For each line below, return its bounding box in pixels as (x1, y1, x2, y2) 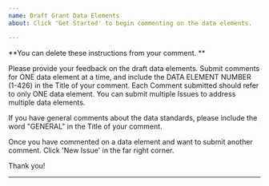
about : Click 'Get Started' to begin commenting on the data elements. (8, 19, 252, 27)
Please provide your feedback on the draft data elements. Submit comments (8, 63, 260, 73)
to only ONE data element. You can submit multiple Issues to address (8, 89, 236, 98)
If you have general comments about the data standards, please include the (8, 113, 258, 122)
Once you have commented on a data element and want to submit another (8, 137, 254, 146)
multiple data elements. (8, 97, 86, 107)
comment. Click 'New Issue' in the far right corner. (8, 145, 175, 155)
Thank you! (8, 160, 46, 170)
